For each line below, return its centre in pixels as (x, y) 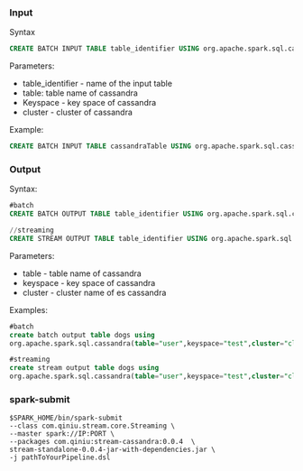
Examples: (28, 309)
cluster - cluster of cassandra (78, 112)
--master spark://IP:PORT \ (62, 434)
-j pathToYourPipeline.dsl (60, 457)
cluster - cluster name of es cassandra (94, 292)
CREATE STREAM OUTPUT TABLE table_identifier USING (108, 238)
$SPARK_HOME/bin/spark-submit (66, 418)
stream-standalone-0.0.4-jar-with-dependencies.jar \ (113, 450)
